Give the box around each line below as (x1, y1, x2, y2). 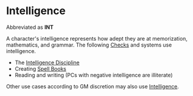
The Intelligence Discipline (14, 59, 80, 66)
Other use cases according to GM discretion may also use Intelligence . (6, 82, 179, 90)
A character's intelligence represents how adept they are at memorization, (6, 35, 188, 42)
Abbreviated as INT (6, 24, 54, 31)
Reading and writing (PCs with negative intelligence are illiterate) (14, 71, 173, 78)
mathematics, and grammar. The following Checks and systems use (6, 41, 172, 48)
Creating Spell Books (14, 65, 67, 72)
